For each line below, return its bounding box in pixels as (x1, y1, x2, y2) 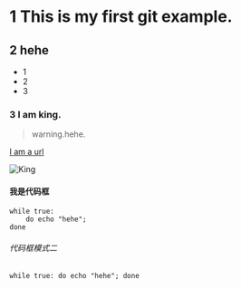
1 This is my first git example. (9, 6, 233, 27)
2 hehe (9, 43, 50, 58)
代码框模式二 (9, 243, 57, 254)
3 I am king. (9, 108, 62, 120)
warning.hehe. (31, 129, 86, 140)
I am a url (9, 147, 44, 158)
